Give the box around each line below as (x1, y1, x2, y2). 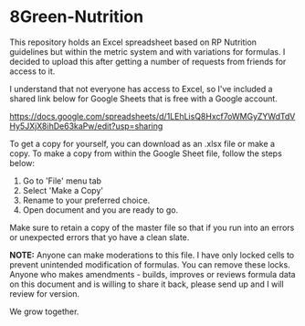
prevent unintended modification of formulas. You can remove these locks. (9, 258, 290, 270)
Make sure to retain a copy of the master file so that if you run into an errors (9, 222, 295, 233)
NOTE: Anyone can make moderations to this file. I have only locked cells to (9, 249, 295, 260)
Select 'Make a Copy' (22, 184, 103, 195)
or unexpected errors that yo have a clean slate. (9, 231, 190, 243)
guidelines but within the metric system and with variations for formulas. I (9, 46, 286, 57)
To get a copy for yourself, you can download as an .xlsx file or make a (9, 138, 276, 149)
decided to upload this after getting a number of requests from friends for (9, 56, 287, 67)
